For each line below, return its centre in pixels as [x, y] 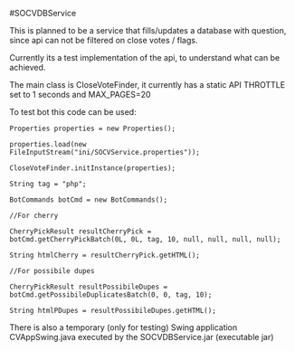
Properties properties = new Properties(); [93, 128]
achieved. [28, 67]
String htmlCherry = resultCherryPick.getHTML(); [105, 255]
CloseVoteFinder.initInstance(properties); [93, 168]
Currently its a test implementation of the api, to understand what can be [145, 57]
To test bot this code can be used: [73, 112]
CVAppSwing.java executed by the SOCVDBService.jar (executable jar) [142, 337]
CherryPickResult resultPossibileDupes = [89, 287]
